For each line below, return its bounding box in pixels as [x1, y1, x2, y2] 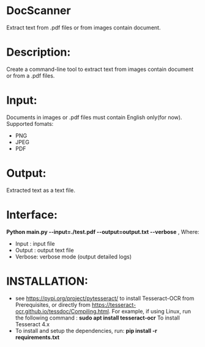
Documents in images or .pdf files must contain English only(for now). [6, 114, 182, 121]
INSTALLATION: [6, 274, 89, 288]
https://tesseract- [91, 301, 136, 309]
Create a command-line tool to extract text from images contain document [6, 65, 194, 73]
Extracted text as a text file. [6, 186, 75, 194]
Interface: [6, 208, 58, 222]
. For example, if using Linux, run [108, 307, 192, 315]
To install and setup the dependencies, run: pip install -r [15, 327, 157, 334]
